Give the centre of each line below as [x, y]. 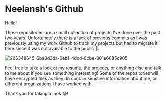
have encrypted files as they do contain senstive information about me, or [81, 78]
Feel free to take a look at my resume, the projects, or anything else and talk [83, 68]
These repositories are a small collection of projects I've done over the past [83, 32]
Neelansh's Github [44, 9]
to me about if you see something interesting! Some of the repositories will [82, 73]
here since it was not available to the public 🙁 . [52, 48]
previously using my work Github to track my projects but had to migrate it [81, 43]
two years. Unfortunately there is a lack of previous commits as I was [76, 38]
